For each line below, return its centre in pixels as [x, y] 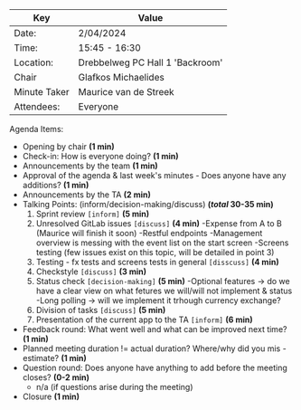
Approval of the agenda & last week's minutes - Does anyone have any [154, 175]
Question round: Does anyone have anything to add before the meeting [155, 367]
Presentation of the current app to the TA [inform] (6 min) [144, 319]
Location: [34, 62]
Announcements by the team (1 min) [90, 166]
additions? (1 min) [56, 185]
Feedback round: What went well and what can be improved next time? [155, 329]
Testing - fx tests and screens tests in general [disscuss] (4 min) [157, 262]
